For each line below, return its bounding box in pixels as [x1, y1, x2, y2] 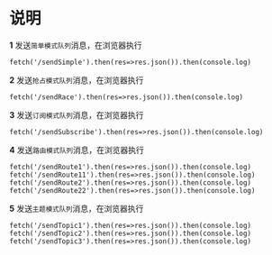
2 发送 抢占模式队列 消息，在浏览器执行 [9, 74, 144, 86]
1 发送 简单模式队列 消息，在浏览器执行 [9, 40, 142, 50]
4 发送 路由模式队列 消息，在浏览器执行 [9, 144, 144, 155]
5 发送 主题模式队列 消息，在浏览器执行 [9, 203, 144, 214]
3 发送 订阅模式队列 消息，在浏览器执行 [9, 109, 144, 120]
